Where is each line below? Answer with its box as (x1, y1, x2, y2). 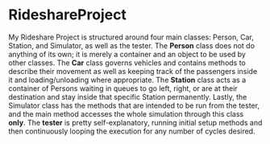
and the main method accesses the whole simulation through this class (8, 109, 244, 118)
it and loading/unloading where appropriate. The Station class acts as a (8, 75, 247, 84)
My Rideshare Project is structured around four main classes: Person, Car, (8, 32, 254, 42)
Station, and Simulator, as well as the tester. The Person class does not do (8, 40, 255, 50)
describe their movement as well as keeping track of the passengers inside (8, 66, 258, 76)
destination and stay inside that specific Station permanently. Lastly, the (8, 92, 247, 101)
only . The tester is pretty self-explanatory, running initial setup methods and (8, 117, 263, 127)
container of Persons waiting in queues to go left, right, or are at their (8, 83, 238, 93)
